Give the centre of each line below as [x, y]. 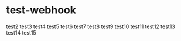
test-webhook [41, 10]
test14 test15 [21, 32]
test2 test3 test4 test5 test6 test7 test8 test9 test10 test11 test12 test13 [90, 26]
